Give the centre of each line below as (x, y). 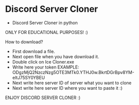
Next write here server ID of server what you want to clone (72, 83)
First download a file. (34, 51)
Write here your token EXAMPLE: (46, 67)
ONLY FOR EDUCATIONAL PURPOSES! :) (47, 32)
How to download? (24, 42)
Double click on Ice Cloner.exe (43, 62)
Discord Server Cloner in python (45, 23)
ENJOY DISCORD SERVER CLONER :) (43, 98)
